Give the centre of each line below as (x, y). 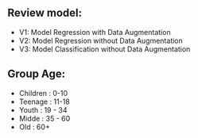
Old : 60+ (35, 127)
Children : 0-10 (43, 93)
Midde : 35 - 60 (45, 118)
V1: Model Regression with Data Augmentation (95, 32)
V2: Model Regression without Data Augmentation (101, 40)
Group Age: (36, 74)
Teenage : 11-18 (45, 102)
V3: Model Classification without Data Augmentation (105, 49)
